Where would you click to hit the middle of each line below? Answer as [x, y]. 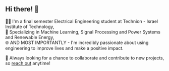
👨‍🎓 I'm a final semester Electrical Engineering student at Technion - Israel [82, 21]
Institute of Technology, [30, 26]
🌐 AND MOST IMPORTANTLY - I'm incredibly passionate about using [77, 42]
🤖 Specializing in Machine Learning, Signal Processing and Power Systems [83, 32]
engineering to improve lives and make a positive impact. [64, 48]
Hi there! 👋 [22, 9]
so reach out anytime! [28, 63]
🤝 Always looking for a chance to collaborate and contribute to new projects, [85, 57]
